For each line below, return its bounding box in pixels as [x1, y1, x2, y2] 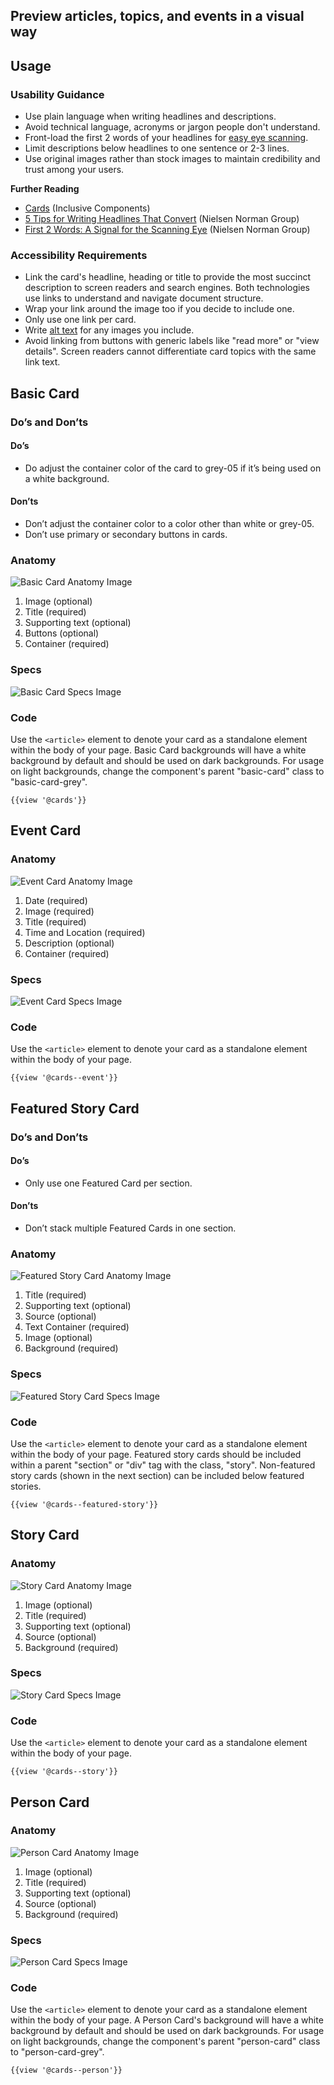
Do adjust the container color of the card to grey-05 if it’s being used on [24, 462, 322, 474]
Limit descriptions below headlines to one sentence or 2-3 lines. [24, 142, 290, 154]
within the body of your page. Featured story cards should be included [10, 1448, 302, 1460]
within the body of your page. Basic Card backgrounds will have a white [10, 744, 307, 756]
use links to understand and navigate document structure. [24, 292, 264, 304]
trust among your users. [24, 164, 125, 176]
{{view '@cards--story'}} [10, 1767, 118, 1777]
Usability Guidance [10, 87, 105, 101]
